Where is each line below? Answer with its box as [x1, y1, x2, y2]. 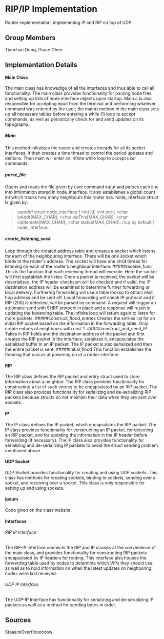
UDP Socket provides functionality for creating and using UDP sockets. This [5, 469, 158, 475]
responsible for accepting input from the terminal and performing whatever [5, 101, 156, 107]
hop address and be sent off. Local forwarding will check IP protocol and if [5, 295, 155, 300]
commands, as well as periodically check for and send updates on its [5, 116, 144, 122]
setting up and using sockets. [5, 485, 64, 491]
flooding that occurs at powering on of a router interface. [5, 352, 120, 358]
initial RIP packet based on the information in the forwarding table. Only [5, 320, 148, 326]
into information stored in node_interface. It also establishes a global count [5, 189, 155, 195]
